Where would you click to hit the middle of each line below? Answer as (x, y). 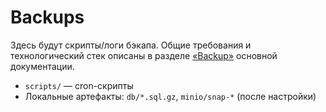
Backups (47, 17)
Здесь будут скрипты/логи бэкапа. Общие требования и (131, 45)
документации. (42, 66)
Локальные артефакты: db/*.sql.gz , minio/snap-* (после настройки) (170, 96)
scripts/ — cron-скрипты (79, 85)
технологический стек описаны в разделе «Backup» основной (144, 55)
